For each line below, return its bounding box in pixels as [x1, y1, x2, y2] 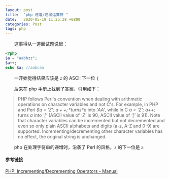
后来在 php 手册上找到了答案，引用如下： [14, 86, 100, 92]
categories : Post [5, 21, 42, 27]
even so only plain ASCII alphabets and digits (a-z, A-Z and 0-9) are [17, 123, 160, 129]
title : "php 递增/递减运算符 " [5, 12, 69, 17]
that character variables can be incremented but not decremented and [17, 117, 165, 123]
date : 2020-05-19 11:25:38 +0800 [5, 17, 81, 22]
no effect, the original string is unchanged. [17, 133, 107, 139]
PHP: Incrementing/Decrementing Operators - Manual [5, 168, 118, 174]
